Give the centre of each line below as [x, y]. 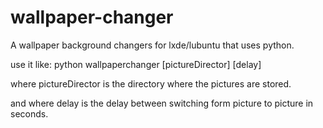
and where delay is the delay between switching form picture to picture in [162, 103]
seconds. [29, 113]
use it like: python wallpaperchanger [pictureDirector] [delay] [136, 64]
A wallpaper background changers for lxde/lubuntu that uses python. [152, 45]
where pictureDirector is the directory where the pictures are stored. [151, 83]
